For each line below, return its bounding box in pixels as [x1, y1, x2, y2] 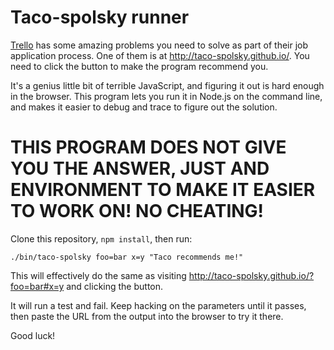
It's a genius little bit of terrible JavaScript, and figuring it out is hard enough [10, 79, 325, 91]
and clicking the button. [66, 280, 164, 292]
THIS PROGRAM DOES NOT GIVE [10, 136, 287, 159]
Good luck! [10, 329, 56, 341]
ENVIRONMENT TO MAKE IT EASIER [10, 179, 316, 201]
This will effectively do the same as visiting [10, 269, 187, 281]
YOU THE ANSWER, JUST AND [10, 157, 270, 180]
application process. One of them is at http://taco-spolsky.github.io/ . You [10, 49, 310, 61]
